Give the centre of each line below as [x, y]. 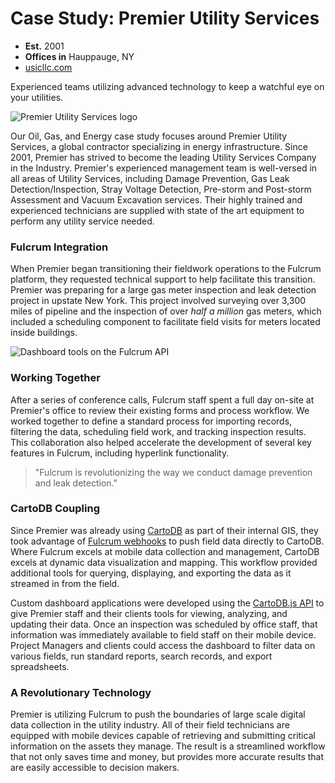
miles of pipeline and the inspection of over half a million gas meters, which [166, 311]
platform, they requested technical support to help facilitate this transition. [163, 279]
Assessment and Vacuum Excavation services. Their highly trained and [156, 199]
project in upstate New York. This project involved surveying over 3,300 [158, 301]
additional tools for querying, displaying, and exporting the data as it [151, 573]
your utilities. [37, 97]
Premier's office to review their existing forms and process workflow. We [160, 410]
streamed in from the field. [65, 583]
